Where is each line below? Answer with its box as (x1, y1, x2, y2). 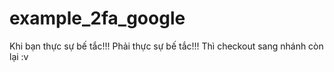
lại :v (9, 50, 29, 62)
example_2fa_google (9, 7, 186, 30)
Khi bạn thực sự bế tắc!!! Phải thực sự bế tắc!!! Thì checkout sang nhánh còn (9, 40, 324, 52)
